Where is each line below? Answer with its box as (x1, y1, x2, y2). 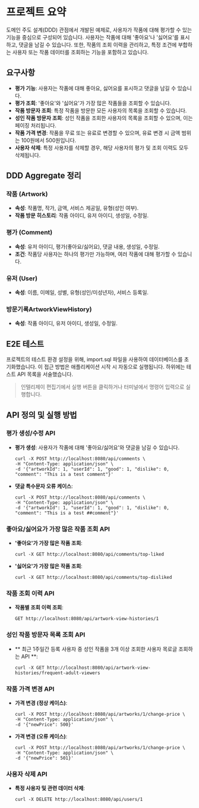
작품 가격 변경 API (6, 685, 55, 693)
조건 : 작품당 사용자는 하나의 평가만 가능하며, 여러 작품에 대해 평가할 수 (14, 250, 176, 258)
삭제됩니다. (14, 151, 41, 158)
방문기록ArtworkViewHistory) (6, 305, 92, 313)
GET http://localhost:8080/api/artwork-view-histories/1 (14, 616, 159, 622)
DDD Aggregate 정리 (6, 171, 81, 181)
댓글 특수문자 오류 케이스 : (14, 483, 73, 490)
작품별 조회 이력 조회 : (14, 604, 64, 611)
